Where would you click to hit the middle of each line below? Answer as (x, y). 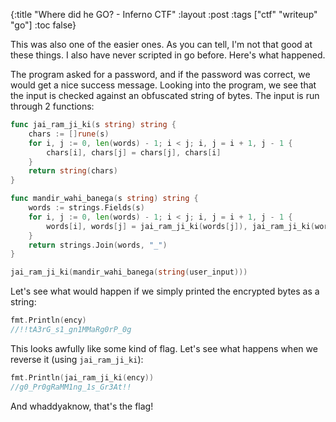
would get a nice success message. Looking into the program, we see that (163, 85)
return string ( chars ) (73, 171)
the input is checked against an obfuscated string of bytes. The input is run (165, 95)
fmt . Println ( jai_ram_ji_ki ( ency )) (82, 377)
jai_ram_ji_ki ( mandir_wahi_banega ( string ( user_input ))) (129, 272)
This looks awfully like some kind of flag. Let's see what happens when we (164, 348)
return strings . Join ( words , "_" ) (98, 245)
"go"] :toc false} (43, 25)
